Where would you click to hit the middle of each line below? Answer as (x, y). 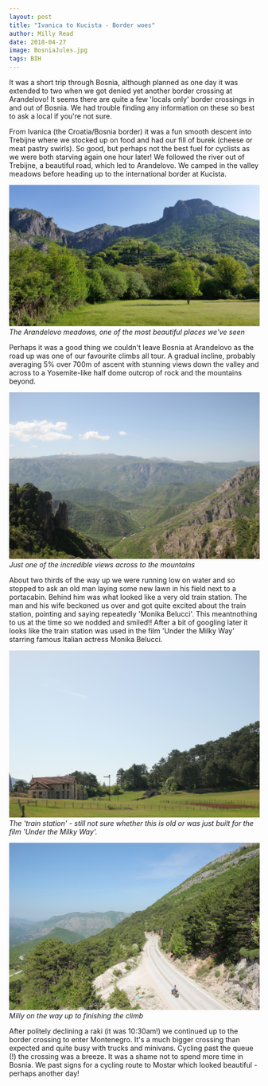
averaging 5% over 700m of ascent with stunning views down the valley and (134, 364)
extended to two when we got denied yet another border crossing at (121, 91)
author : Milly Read (41, 33)
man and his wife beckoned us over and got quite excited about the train (128, 605)
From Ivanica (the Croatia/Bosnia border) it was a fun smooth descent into (130, 132)
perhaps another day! (45, 1073)
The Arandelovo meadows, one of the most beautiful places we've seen (127, 332)
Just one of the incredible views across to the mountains (102, 565)
